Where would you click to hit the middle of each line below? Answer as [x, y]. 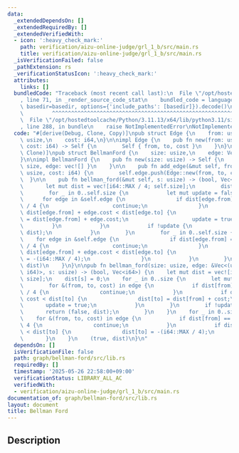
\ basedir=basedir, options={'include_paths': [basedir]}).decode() [124, 107]
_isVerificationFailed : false [58, 61]
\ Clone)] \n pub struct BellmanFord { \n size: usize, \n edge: [122, 153]
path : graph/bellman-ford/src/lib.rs [70, 358]
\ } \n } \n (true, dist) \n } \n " [84, 338]
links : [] [35, 87]
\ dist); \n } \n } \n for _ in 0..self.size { [127, 232]
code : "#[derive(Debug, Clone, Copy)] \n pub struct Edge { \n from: [119, 133]
